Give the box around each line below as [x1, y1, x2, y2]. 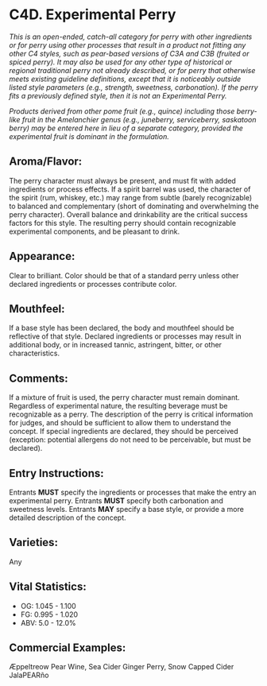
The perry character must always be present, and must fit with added [9, 176, 237, 185]
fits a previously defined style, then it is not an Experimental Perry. [9, 91, 227, 100]
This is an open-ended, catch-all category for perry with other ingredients [9, 32, 253, 41]
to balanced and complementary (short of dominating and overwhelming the [9, 201, 259, 211]
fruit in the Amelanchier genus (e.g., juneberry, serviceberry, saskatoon [21, 114, 257, 124]
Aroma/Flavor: [9, 155, 83, 169]
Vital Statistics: [9, 580, 87, 594]
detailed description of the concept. [9, 513, 126, 522]
